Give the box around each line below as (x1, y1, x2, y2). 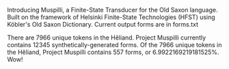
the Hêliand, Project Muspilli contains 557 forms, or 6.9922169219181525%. (7, 48, 219, 56)
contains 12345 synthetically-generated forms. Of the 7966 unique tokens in (7, 41, 222, 49)
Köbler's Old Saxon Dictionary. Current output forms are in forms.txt (7, 20, 199, 28)
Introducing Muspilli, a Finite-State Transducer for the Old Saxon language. (7, 6, 218, 14)
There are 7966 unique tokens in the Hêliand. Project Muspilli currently (7, 33, 206, 42)
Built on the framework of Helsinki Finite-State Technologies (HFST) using (7, 13, 215, 21)
